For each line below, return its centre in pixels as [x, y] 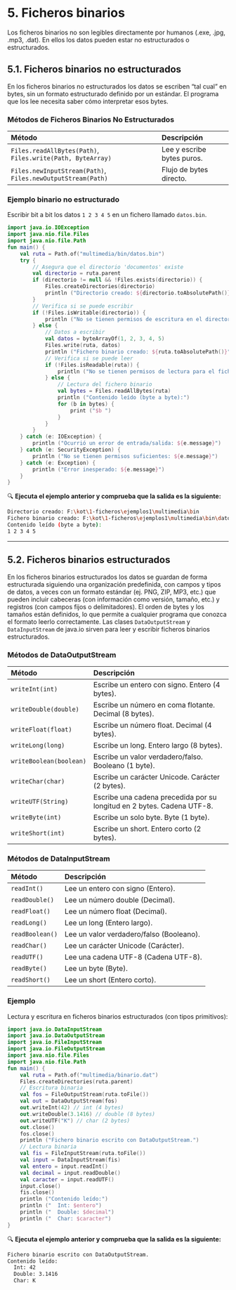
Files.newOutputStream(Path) [59, 178]
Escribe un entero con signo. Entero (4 [157, 684]
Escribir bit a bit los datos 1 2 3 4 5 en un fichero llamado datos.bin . [107, 215]
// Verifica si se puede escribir [83, 306]
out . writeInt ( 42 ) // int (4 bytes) [72, 1108]
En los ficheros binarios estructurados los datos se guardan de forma [107, 577]
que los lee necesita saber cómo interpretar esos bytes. [88, 101]
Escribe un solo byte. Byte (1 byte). [151, 817]
